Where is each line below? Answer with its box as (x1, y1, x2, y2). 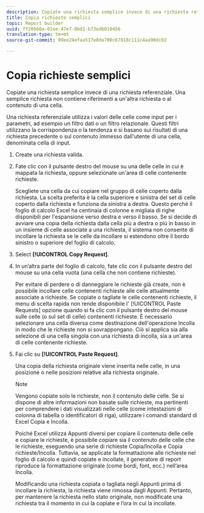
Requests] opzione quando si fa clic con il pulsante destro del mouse (15, 306, 188, 313)
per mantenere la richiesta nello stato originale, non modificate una (15, 493, 183, 500)
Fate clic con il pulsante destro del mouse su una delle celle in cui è (15, 162, 184, 170)
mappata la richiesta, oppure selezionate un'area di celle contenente (15, 169, 187, 176)
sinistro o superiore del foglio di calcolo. (15, 239, 116, 246)
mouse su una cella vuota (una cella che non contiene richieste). (15, 268, 177, 276)
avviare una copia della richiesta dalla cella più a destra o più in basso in (15, 219, 196, 226)
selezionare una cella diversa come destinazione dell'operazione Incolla (15, 319, 195, 327)
